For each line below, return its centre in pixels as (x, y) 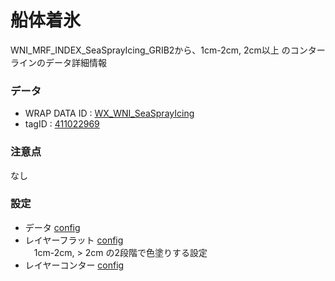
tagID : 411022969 (62, 124)
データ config (52, 227)
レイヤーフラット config (74, 240)
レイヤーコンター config (74, 265)
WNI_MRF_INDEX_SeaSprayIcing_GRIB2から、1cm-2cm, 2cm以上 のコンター (168, 50)
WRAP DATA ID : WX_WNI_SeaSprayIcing (109, 113)
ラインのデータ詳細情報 (58, 62)
